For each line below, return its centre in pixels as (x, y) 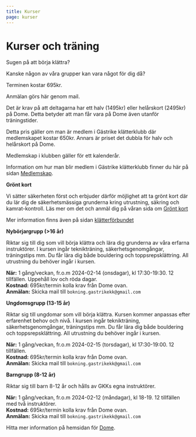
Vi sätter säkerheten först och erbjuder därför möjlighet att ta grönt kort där (97, 196)
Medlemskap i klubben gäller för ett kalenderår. (63, 156)
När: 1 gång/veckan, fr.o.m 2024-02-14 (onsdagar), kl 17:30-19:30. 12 (90, 273)
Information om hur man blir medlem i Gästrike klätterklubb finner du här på (97, 167)
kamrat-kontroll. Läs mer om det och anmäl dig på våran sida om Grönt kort (97, 209)
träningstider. (22, 121)
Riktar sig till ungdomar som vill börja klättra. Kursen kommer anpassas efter (98, 315)
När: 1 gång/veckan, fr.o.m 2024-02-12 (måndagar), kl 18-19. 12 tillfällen (93, 398)
